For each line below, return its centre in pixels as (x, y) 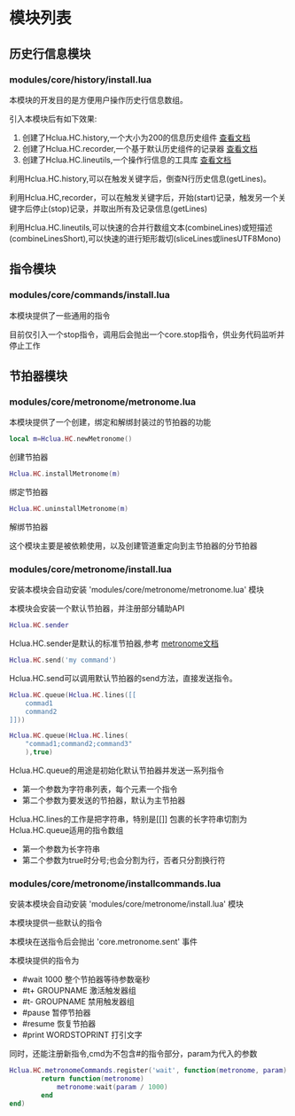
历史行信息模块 (50, 54)
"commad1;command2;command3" (79, 744)
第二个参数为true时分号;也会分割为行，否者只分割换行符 (124, 861)
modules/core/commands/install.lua (89, 295)
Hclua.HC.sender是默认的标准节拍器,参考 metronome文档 (114, 643)
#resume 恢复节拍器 (58, 1024)
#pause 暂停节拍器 (56, 1013)
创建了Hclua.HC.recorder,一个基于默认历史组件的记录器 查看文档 (140, 148)
